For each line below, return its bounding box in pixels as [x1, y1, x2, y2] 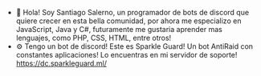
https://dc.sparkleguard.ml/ [15, 58, 107, 68]
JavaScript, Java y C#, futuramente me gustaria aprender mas [15, 25, 222, 34]
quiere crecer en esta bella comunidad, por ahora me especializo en [15, 16, 242, 26]
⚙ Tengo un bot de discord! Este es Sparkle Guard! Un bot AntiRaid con [15, 42, 254, 51]
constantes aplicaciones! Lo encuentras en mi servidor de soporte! [15, 50, 238, 59]
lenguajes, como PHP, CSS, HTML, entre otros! [15, 33, 172, 42]
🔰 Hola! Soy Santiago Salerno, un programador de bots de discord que [15, 8, 250, 17]
